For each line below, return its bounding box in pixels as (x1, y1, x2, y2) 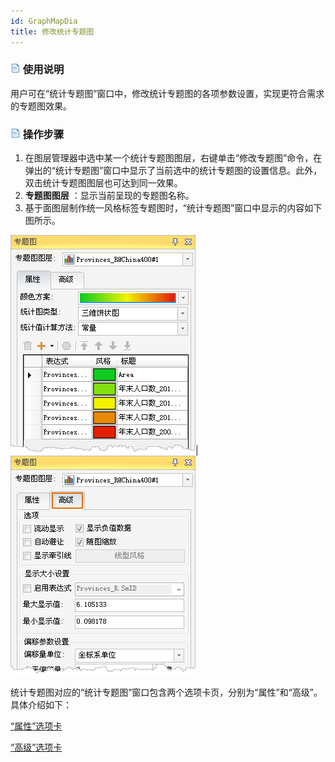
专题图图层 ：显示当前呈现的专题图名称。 (24, 190, 195, 202)
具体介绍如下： (10, 699, 72, 711)
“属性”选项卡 (10, 720, 63, 732)
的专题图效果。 (10, 100, 72, 112)
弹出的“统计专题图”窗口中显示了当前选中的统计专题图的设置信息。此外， (24, 165, 323, 177)
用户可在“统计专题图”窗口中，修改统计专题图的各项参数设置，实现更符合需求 (10, 87, 325, 99)
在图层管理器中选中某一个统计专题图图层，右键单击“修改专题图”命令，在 (24, 152, 323, 164)
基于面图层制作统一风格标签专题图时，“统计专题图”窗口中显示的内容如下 (24, 202, 323, 214)
